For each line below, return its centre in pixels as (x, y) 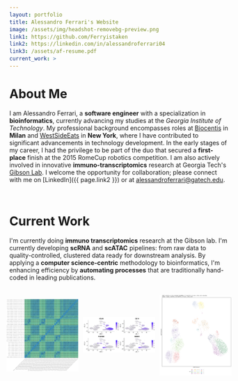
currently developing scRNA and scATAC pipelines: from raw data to (108, 248)
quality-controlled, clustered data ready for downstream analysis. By (108, 255)
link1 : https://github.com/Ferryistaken (69, 37)
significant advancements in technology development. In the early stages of (118, 143)
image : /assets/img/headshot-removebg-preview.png (84, 29)
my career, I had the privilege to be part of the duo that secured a (103, 150)
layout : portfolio (36, 15)
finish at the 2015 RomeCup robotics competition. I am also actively (124, 157)
